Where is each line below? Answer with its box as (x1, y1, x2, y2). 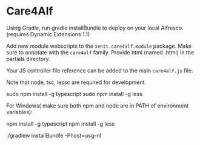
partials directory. (6, 55, 50, 62)
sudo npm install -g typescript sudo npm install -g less (6, 90, 142, 97)
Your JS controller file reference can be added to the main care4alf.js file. (6, 66, 193, 74)
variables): (6, 108, 33, 115)
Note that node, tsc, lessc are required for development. (6, 79, 147, 86)
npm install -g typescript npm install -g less (6, 120, 115, 127)
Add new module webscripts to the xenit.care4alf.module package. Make (6, 42, 192, 50)
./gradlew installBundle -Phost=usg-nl (6, 132, 101, 139)
